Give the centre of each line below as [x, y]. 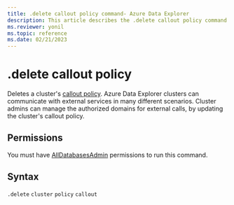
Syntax [23, 177]
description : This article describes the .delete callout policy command [117, 20]
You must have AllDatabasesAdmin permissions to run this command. [108, 155]
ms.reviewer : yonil [36, 27]
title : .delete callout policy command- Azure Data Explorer [98, 14]
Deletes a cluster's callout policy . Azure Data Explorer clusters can [103, 94]
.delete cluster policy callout [53, 194]
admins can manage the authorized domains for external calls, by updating [115, 108]
